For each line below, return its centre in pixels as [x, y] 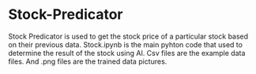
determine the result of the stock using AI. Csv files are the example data [127, 53]
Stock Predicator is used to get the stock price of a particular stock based [128, 36]
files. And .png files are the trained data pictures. [88, 61]
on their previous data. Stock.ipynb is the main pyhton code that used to [126, 44]
